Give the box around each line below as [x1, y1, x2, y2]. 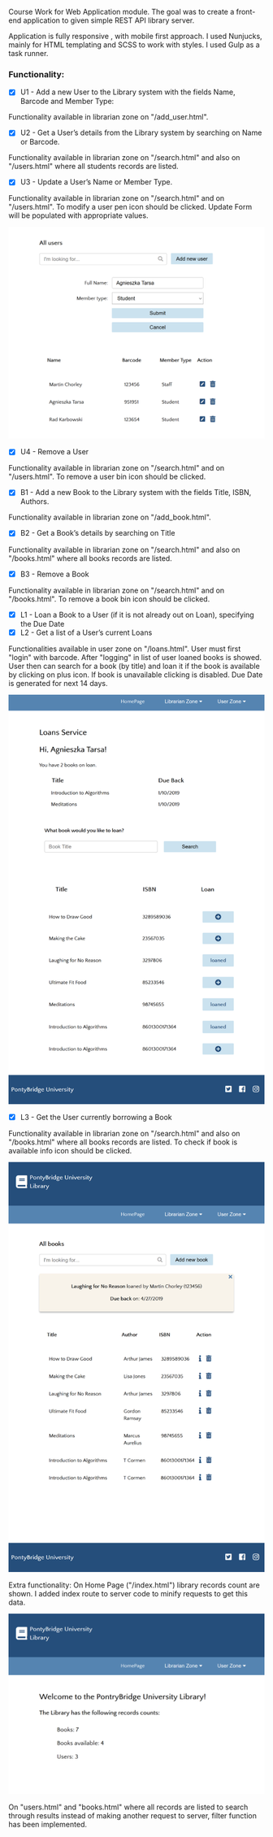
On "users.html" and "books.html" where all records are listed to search [8, 1802, 249, 1812]
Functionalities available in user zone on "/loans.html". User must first [8, 644, 241, 654]
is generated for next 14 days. [8, 678, 108, 688]
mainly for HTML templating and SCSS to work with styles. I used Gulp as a [8, 40, 260, 50]
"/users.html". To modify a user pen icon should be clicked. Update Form [8, 202, 253, 212]
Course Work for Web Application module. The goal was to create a [8, 7, 235, 16]
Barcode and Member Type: [19, 97, 115, 106]
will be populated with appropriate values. [8, 211, 149, 220]
